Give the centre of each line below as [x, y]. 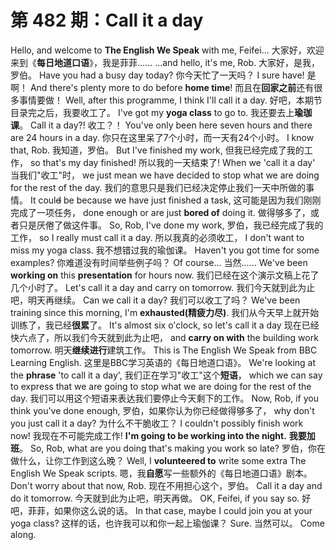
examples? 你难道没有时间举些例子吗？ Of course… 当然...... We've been [159, 262]
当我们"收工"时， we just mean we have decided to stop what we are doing [165, 175]
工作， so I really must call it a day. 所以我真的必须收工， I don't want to [157, 237]
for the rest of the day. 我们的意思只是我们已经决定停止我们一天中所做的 [158, 187]
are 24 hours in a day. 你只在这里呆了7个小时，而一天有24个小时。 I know [162, 137]
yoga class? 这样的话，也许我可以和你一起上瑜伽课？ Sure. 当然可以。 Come [167, 523]
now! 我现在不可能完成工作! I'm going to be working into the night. [148, 435]
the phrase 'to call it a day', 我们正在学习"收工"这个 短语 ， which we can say [166, 375]
